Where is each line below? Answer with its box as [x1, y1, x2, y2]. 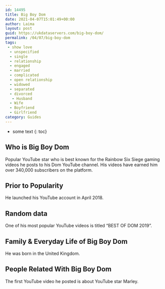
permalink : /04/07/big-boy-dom [5, 36, 70, 41]
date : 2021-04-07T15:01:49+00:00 [5, 17, 75, 22]
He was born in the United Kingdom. [5, 250, 80, 256]
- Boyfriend [9, 105, 35, 110]
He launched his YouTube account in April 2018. [5, 195, 104, 201]
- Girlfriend [9, 110, 37, 115]
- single [9, 54, 28, 59]
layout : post [5, 26, 32, 31]
